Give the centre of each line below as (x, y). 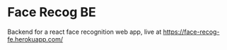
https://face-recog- (191, 32)
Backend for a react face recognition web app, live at (85, 32)
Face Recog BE (52, 12)
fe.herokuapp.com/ (35, 39)
